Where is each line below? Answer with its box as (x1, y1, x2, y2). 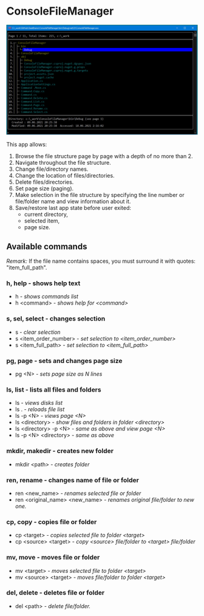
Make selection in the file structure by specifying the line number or (15, 192, 185, 199)
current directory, (24, 211, 69, 218)
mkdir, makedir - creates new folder (6, 447, 114, 455)
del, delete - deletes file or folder (6, 589, 105, 597)
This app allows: (6, 141, 47, 148)
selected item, (24, 217, 60, 224)
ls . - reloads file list (15, 406, 65, 413)
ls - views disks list (15, 400, 63, 407)
